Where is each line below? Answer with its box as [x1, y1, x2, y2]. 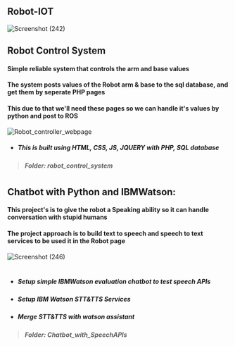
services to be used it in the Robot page [7, 236, 125, 245]
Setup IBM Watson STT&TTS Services [17, 295, 132, 304]
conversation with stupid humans [7, 213, 108, 221]
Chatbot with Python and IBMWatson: [7, 186, 176, 198]
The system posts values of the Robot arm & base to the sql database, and [7, 80, 229, 89]
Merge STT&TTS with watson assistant [17, 313, 135, 321]
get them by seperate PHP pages [7, 88, 106, 97]
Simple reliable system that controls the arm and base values [7, 64, 190, 73]
